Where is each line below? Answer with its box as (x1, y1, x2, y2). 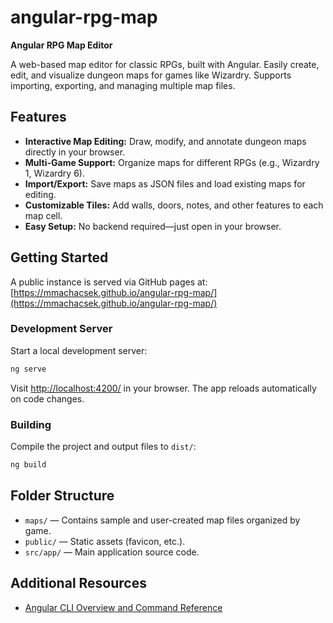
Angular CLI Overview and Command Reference (24, 601, 223, 613)
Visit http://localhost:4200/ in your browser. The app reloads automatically (10, 382, 317, 394)
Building (10, 417, 52, 431)
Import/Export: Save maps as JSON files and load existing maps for (24, 177, 306, 190)
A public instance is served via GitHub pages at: (10, 276, 208, 288)
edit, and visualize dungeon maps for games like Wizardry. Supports (10, 69, 292, 81)
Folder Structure (10, 487, 115, 505)
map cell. (24, 209, 63, 221)
